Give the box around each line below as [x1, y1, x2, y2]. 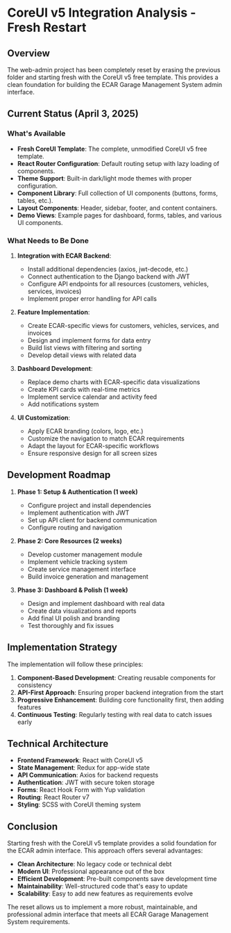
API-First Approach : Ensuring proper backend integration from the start [17, 688, 224, 696]
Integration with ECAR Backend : [17, 251, 112, 260]
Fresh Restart [7, 19, 87, 35]
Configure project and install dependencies [27, 501, 151, 509]
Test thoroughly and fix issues [27, 621, 114, 629]
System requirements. [7, 918, 71, 926]
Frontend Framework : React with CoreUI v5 [17, 756, 144, 765]
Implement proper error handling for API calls [27, 294, 157, 303]
